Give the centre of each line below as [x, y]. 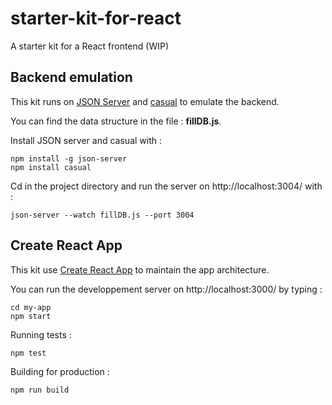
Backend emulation [71, 77]
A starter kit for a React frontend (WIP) [90, 46]
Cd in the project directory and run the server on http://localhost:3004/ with [166, 186]
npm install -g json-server [69, 158]
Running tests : [41, 334]
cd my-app [31, 307]
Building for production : [60, 371]
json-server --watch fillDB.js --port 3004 [102, 215]
